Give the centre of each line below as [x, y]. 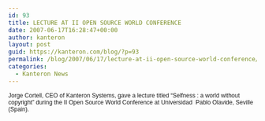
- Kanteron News [42, 74]
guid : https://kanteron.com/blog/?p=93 [74, 52]
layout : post [30, 45]
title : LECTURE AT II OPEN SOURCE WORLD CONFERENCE [95, 23]
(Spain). [19, 109]
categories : [28, 67]
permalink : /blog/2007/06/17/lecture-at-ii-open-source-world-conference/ [134, 60]
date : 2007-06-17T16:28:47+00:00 [63, 30]
